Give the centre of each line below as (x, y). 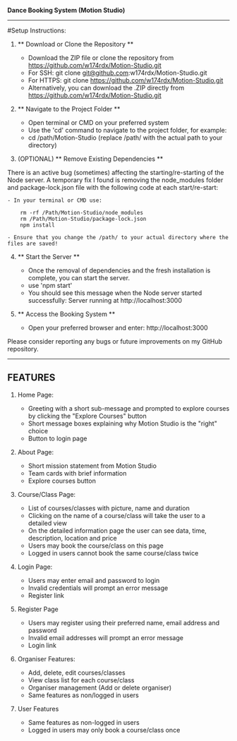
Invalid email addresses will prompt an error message (105, 637)
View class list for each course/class (81, 680)
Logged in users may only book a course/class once (104, 730)
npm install (37, 225)
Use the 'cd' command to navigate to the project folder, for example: (127, 130)
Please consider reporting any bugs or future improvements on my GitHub (115, 341)
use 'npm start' (50, 285)
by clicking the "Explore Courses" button (87, 416)
